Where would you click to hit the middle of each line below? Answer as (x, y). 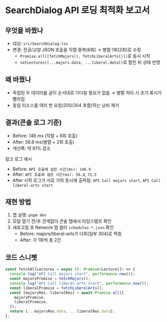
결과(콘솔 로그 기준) (33, 123)
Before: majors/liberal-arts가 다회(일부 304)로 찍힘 (71, 234)
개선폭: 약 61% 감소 (31, 148)
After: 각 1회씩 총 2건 (40, 240)
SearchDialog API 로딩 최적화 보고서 (77, 10)
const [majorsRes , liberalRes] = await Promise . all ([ (67, 293)
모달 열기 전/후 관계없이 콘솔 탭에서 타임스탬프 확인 (62, 221)
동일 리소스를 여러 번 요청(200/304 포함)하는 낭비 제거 (66, 105)
